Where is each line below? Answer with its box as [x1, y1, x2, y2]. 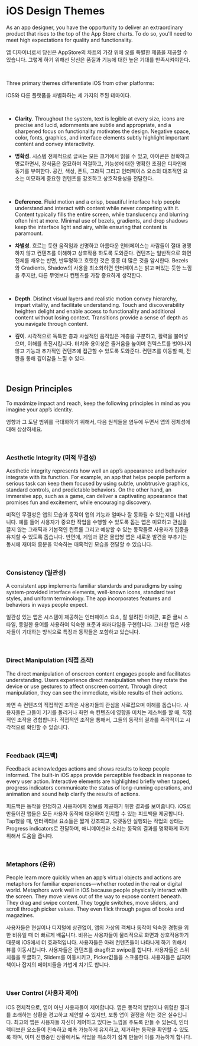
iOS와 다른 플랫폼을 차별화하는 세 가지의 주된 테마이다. [6, 91, 132, 99]
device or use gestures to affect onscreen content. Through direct [6, 683, 167, 690]
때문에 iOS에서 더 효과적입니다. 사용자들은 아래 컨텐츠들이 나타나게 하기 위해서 [6, 939, 187, 946]
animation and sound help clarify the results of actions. [6, 790, 140, 797]
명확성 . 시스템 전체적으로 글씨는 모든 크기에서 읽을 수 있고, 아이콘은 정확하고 [14, 153, 190, 160]
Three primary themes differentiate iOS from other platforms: [6, 79, 155, 87]
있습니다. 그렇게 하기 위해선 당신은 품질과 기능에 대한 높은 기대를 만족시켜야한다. [6, 56, 191, 63]
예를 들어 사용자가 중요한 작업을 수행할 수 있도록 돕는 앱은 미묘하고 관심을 [18, 518, 187, 526]
